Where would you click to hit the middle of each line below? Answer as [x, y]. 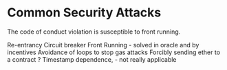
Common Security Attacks [84, 13]
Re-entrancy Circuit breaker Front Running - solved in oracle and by [103, 45]
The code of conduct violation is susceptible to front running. [94, 32]
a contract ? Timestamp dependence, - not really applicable [92, 59]
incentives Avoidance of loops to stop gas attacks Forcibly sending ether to [114, 52]
